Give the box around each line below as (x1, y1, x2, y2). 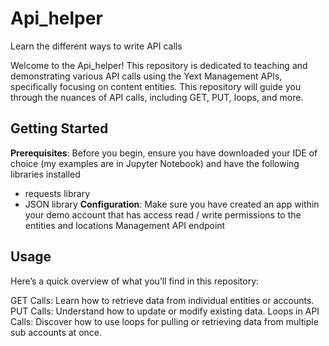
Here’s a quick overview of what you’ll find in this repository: (10, 275, 260, 287)
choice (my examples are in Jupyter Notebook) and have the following (10, 157, 300, 169)
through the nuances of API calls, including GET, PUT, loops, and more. (10, 91, 304, 103)
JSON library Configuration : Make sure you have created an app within (24, 198, 320, 210)
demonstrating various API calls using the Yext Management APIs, (10, 70, 283, 82)
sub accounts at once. (10, 326, 102, 338)
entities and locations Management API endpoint (24, 219, 226, 231)
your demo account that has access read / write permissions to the (24, 208, 302, 221)
